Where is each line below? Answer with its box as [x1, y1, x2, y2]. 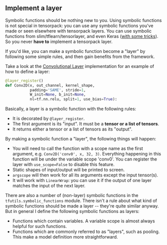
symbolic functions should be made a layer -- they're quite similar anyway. [5, 203, 159, 209]
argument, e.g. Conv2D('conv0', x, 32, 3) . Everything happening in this [12, 151, 161, 157]
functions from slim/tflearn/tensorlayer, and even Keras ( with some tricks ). [5, 33, 158, 39]
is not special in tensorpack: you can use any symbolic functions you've [5, 22, 153, 28]
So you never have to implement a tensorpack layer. [5, 38, 112, 44]
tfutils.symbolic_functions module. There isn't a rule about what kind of [5, 197, 157, 204]
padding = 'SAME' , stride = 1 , [29, 87, 86, 92]
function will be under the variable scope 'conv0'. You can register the [12, 156, 157, 162]
